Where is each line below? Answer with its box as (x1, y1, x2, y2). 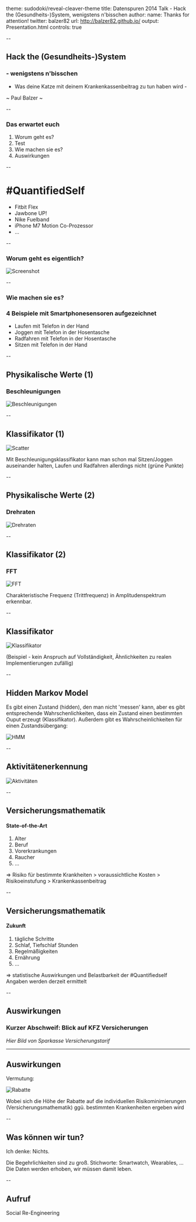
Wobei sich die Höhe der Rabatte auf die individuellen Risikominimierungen (6, 1098, 187, 1105)
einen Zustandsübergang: (6, 722, 68, 729)
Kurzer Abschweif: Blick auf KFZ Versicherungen (6, 1024, 149, 1032)
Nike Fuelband (14, 216, 50, 223)
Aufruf (6, 1194, 31, 1204)
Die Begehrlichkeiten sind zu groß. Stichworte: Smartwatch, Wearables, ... (6, 1159, 184, 1166)
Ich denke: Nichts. (6, 1148, 50, 1155)
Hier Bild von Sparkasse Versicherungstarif (6, 1037, 110, 1044)
